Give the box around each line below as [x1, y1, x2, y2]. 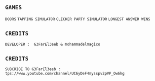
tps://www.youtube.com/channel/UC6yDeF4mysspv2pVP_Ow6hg [5, 71, 125, 76]
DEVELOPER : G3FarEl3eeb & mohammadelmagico [5, 42, 100, 47]
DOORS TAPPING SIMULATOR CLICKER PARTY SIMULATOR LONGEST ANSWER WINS [5, 17, 151, 22]
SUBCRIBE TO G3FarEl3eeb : [5, 67, 61, 72]
